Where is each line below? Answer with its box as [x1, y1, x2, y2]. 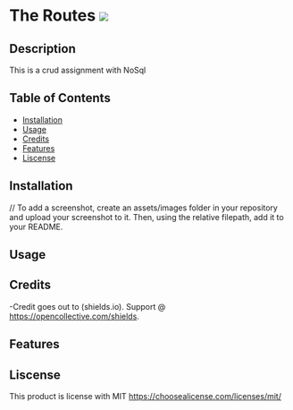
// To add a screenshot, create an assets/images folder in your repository [9, 202, 279, 213]
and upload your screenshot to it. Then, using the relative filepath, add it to [9, 211, 284, 222]
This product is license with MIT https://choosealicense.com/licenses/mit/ [9, 391, 281, 402]
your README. [9, 221, 63, 232]
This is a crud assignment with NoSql [9, 64, 146, 75]
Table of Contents [9, 90, 112, 106]
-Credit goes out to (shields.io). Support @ [9, 301, 166, 312]
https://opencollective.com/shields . [9, 311, 140, 321]
